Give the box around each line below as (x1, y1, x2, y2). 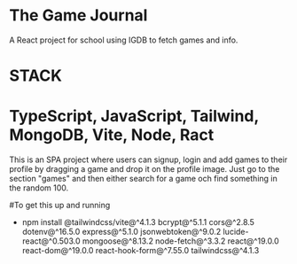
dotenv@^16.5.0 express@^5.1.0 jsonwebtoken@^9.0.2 (21, 227, 222, 237)
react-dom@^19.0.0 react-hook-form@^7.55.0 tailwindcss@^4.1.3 (21, 245, 260, 256)
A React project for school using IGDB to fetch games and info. (9, 35, 238, 45)
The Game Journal (9, 5, 148, 26)
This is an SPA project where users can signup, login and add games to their (9, 154, 288, 165)
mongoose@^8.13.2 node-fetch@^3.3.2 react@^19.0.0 (82, 236, 279, 246)
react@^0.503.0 (21, 236, 81, 246)
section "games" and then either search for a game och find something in (9, 174, 277, 184)
